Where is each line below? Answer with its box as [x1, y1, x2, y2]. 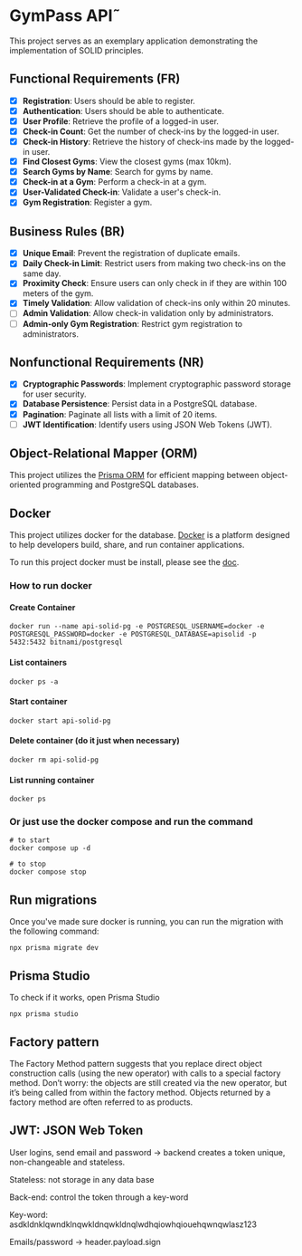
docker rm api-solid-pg [9, 755, 99, 764]
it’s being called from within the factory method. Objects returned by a [9, 1087, 271, 1098]
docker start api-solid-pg [9, 716, 111, 725]
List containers [9, 657, 68, 667]
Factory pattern [9, 1034, 99, 1050]
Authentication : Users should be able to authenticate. [22, 105, 224, 116]
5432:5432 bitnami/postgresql [9, 638, 124, 647]
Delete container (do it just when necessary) [9, 735, 180, 746]
